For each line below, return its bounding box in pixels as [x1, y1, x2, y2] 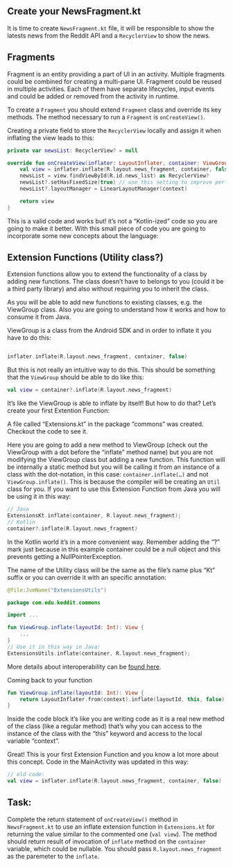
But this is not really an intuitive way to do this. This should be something [7, 366, 216, 374]
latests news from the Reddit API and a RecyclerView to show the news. [7, 31, 211, 40]
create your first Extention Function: [7, 406, 110, 415]
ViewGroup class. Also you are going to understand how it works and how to [7, 305, 226, 314]
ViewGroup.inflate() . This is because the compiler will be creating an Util [7, 478, 221, 486]
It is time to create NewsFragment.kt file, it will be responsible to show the [7, 24, 215, 32]
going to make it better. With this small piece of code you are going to [7, 224, 206, 232]
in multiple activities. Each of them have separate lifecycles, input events [7, 85, 215, 93]
